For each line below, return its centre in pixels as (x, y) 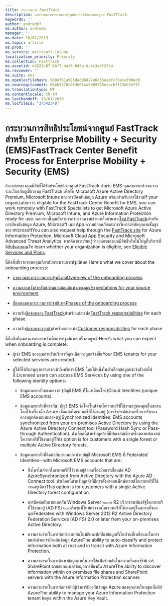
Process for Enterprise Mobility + (76, 161)
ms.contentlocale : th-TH (31, 94)
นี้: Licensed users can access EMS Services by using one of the (78, 375)
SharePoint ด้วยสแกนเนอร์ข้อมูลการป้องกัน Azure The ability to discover (94, 566)
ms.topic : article (24, 43)
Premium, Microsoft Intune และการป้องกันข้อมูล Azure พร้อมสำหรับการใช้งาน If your (81, 197)
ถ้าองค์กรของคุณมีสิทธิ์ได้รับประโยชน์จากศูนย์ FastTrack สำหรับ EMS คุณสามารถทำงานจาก (81, 186)
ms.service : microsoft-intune (37, 52)
